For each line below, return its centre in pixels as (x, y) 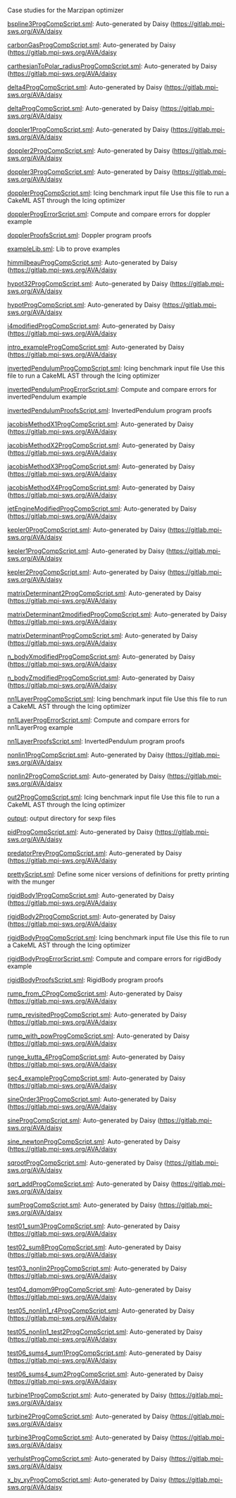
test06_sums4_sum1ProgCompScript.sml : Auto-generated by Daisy (105, 1353)
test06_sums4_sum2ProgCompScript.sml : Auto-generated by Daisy (105, 1374)
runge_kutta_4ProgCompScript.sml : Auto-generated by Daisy (96, 1057)
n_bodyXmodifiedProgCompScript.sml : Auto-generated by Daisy (101, 657)
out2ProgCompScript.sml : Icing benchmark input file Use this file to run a (113, 797)
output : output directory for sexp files (62, 818)
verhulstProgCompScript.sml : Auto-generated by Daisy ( (89, 1459)
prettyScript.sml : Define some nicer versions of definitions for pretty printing (118, 874)
